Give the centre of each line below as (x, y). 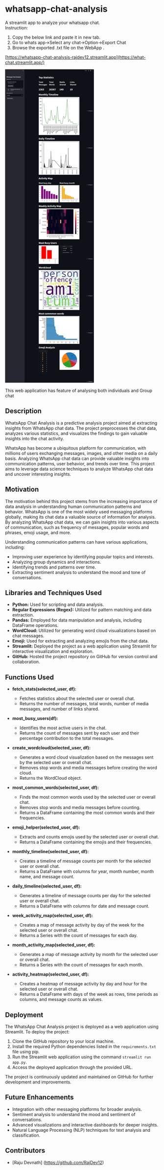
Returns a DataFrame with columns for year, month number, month (87, 872)
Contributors (25, 1151)
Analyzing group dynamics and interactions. (57, 562)
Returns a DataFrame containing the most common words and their (87, 813)
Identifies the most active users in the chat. (63, 728)
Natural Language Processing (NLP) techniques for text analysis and (81, 1130)
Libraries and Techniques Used (53, 593)
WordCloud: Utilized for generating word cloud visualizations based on (84, 631)
